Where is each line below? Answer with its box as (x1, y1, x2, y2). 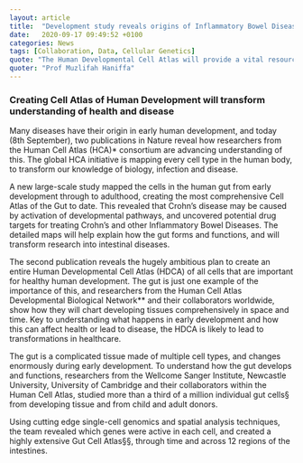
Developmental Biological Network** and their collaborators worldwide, (9, 295, 275, 306)
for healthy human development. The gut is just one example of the (9, 276, 259, 287)
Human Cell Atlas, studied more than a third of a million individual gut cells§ (9, 390, 290, 401)
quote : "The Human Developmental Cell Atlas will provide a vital (9, 55, 264, 64)
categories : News (9, 38, 75, 48)
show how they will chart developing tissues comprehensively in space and (9, 305, 289, 316)
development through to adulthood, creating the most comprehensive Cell (9, 191, 284, 202)
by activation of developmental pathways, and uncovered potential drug (9, 210, 277, 222)
